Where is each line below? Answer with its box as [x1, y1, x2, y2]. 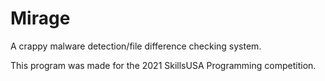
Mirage [10, 7, 71, 30]
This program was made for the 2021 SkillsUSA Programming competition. [10, 59, 317, 71]
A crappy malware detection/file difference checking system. [10, 40, 262, 52]
